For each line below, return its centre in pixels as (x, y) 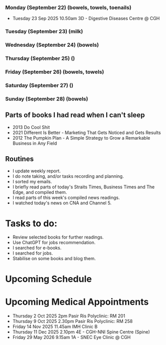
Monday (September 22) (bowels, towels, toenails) (68, 8)
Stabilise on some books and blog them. (54, 259)
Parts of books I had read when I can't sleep (75, 115)
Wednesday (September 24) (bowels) (52, 45)
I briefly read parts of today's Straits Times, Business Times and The (84, 187)
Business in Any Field (35, 143)
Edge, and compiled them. (40, 192)
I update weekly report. (37, 171)
